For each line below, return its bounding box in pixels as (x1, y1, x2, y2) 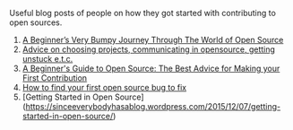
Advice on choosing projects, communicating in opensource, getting (22, 44, 276, 55)
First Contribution (22, 73, 88, 83)
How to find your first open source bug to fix (22, 82, 186, 92)
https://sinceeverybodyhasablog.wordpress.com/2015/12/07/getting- (25, 101, 280, 111)
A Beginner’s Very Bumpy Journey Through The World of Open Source (22, 35, 284, 45)
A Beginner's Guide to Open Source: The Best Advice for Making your (22, 63, 280, 74)
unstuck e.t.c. (22, 54, 73, 64)
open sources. (9, 17, 63, 28)
